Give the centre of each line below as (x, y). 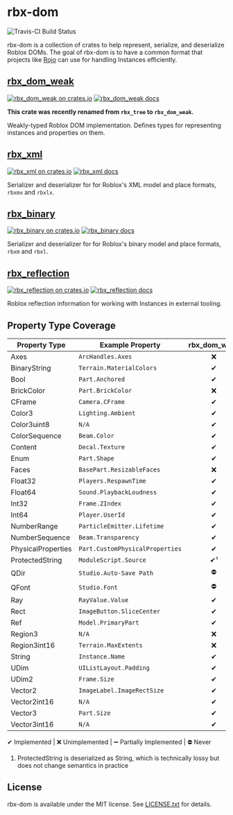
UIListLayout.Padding (114, 668)
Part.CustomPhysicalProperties (130, 549)
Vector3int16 (32, 724)
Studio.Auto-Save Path (116, 573)
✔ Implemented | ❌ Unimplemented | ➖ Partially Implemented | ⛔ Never (109, 742)
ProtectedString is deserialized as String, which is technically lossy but (118, 758)
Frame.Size (96, 679)
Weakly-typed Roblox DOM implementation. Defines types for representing (114, 125)
